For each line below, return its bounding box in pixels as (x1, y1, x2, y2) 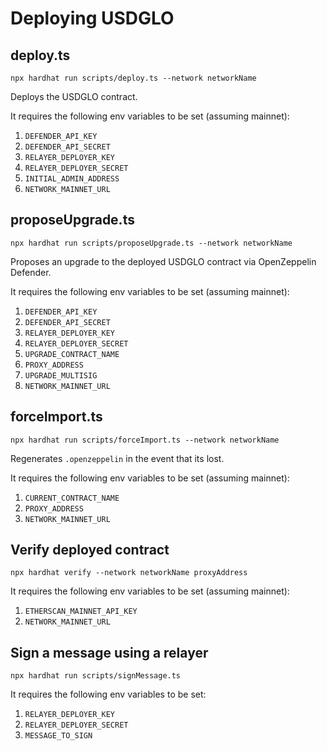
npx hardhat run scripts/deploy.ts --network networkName (10, 73, 257, 83)
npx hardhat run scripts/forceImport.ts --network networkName (10, 435, 280, 445)
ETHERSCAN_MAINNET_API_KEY (24, 607, 138, 617)
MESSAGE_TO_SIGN (24, 731, 93, 741)
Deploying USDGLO (10, 7, 175, 30)
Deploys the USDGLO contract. (10, 91, 138, 102)
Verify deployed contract (10, 542, 170, 559)
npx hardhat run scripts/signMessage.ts (10, 671, 182, 681)
